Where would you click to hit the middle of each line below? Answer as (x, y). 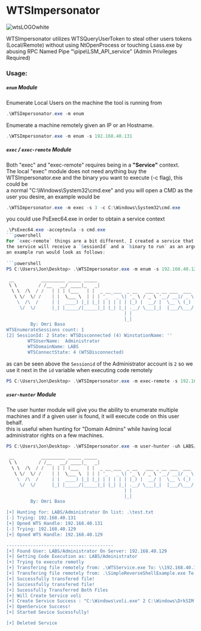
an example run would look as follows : (56, 252)
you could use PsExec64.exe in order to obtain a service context (86, 219)
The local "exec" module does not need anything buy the (76, 171)
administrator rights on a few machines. (55, 435)
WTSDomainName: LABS (53, 346)
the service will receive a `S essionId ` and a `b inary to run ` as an (95, 247)
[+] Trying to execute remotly (45, 562)
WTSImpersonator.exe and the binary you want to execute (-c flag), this (95, 177)
